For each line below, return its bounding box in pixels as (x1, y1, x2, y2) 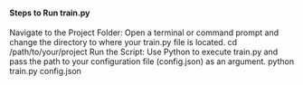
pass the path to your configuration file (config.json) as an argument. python (9, 56, 295, 67)
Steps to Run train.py (9, 7, 90, 18)
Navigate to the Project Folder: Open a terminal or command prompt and (9, 27, 279, 38)
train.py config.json (9, 66, 81, 77)
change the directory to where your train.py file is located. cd (9, 37, 238, 48)
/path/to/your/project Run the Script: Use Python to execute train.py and (9, 46, 279, 58)
